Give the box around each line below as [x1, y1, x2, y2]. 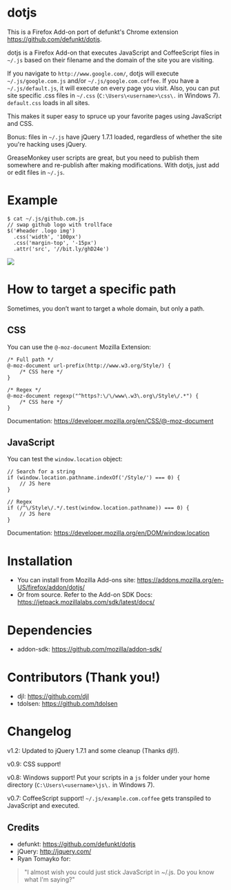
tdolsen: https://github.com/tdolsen [17, 700, 118, 708]
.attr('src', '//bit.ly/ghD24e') [13, 245, 110, 252]
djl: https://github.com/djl [17, 692, 90, 701]
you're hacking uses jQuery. [7, 140, 88, 148]
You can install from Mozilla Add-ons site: [17, 576, 136, 584]
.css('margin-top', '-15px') [13, 239, 97, 246]
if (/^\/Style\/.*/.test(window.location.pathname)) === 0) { [7, 505, 190, 512]
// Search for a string [7, 468, 76, 475]
